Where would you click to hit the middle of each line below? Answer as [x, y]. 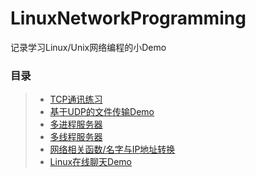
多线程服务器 [76, 137]
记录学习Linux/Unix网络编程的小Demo [88, 47]
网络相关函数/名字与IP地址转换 [112, 149]
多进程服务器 [76, 124]
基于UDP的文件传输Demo [102, 112]
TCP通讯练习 [76, 99]
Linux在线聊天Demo [91, 162]
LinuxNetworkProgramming [128, 18]
